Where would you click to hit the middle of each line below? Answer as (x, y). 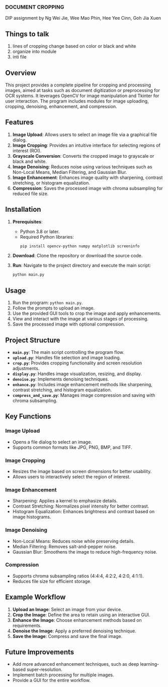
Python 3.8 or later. (40, 232)
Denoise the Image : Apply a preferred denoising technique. (74, 631)
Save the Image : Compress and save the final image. (67, 636)
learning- (150, 664)
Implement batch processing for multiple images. (63, 675)
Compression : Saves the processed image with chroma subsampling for (88, 188)
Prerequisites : (27, 221)
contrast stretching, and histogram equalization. (62, 390)
